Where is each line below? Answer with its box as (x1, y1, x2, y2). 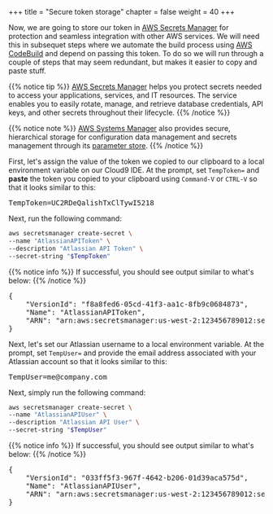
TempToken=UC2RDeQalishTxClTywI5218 (8, 199, 154, 207)
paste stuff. (8, 66, 46, 76)
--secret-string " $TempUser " (8, 426, 107, 434)
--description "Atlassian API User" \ (8, 419, 140, 427)
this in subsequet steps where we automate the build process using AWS (8, 40, 253, 50)
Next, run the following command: (8, 213, 122, 223)
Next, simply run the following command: (8, 387, 146, 398)
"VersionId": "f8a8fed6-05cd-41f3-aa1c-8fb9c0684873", (25, 299, 249, 309)
